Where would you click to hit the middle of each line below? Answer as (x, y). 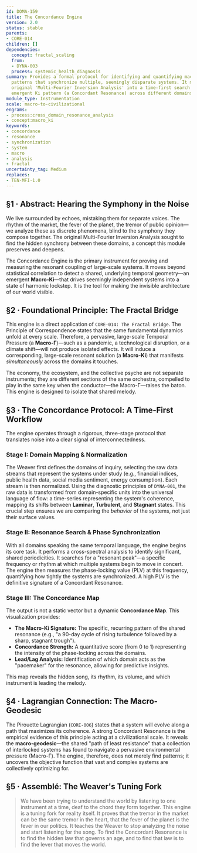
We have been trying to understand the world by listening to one (98, 801)
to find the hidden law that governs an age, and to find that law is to (102, 838)
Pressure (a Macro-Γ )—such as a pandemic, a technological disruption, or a (98, 343)
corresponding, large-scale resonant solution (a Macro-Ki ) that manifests (95, 356)
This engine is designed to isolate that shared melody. (71, 392)
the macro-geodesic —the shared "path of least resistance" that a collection (98, 743)
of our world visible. (30, 292)
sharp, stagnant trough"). (45, 641)
